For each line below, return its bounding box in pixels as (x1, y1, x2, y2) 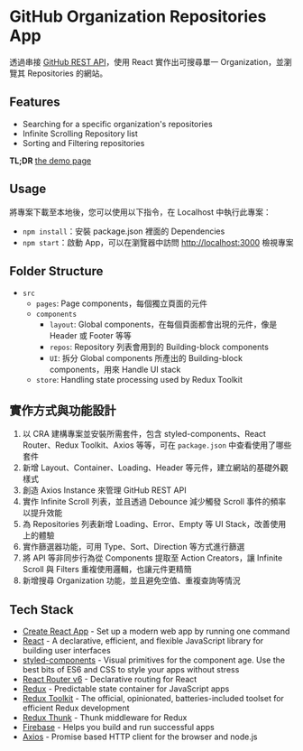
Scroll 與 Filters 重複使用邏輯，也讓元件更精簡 (22, 564, 192, 575)
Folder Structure (9, 264, 104, 279)
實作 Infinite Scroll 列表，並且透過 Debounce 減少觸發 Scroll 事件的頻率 (22, 496, 287, 507)
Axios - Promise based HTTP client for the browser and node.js (22, 731, 258, 742)
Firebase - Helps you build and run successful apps (22, 722, 215, 732)
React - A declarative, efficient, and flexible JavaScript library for (22, 635, 264, 646)
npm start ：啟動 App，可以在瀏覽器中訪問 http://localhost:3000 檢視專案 (22, 236, 294, 247)
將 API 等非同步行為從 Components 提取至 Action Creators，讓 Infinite (22, 552, 283, 563)
